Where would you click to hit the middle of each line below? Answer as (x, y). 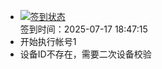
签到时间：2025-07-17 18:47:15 (83, 29)
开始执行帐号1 (48, 41)
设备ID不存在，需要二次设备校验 (85, 54)
